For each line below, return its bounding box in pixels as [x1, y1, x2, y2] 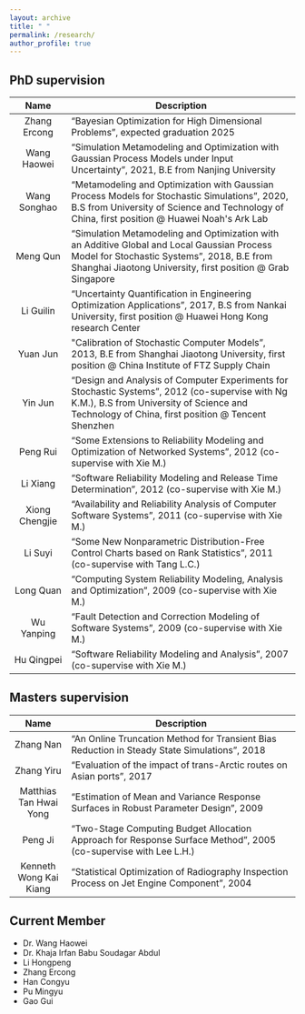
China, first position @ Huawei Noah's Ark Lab [71, 213, 269, 226]
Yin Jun [22, 397, 54, 409]
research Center [71, 322, 141, 335]
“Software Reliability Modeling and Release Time [71, 472, 279, 485]
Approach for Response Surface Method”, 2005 [71, 833, 277, 846]
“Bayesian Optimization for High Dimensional [71, 115, 262, 127]
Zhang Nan [15, 738, 62, 750]
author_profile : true [9, 38, 92, 48]
